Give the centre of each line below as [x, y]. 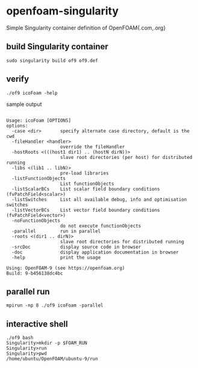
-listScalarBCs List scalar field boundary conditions [86, 189]
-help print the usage [56, 257]
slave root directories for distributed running [122, 242]
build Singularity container [57, 47]
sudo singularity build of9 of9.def [52, 61]
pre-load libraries [85, 173]
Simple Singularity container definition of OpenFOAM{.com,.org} [86, 28]
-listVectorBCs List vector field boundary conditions [86, 210]
